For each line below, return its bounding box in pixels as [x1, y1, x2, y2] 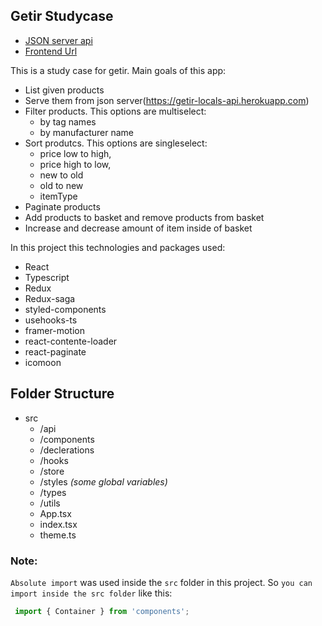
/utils [39, 497, 61, 509]
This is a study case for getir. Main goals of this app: [10, 64, 227, 76]
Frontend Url [24, 45, 78, 57]
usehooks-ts [24, 314, 78, 326]
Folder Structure [10, 385, 115, 403]
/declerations [39, 444, 95, 456]
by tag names [39, 115, 97, 128]
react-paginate [24, 345, 87, 358]
